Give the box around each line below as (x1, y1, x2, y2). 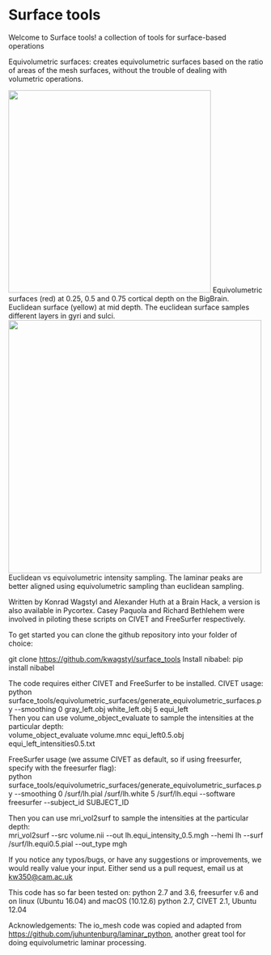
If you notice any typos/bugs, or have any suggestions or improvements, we (8, 855, 262, 864)
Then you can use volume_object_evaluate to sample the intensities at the (8, 713, 254, 723)
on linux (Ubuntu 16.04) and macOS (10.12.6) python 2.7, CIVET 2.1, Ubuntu (8, 896, 257, 906)
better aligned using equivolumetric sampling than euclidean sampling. (8, 581, 244, 590)
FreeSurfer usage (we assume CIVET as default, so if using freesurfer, (8, 754, 243, 764)
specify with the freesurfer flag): (8, 763, 117, 773)
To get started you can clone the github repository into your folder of (8, 629, 238, 639)
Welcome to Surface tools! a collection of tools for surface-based (8, 32, 227, 42)
